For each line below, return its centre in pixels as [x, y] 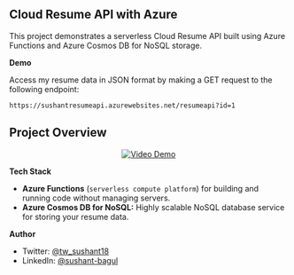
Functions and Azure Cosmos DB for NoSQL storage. [105, 45]
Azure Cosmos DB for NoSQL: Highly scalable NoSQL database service [153, 207]
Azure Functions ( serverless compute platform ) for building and [140, 188]
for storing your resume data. [75, 216]
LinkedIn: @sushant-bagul [70, 260]
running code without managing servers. [96, 198]
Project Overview [58, 133]
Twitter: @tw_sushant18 [65, 251]
